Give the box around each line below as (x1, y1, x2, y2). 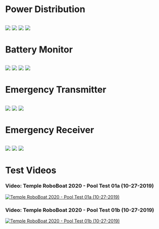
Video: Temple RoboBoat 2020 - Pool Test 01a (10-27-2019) (5, 183, 154, 190)
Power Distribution (5, 4, 86, 15)
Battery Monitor (5, 44, 73, 55)
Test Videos (5, 164, 57, 176)
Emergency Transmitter (5, 84, 107, 95)
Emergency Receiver (5, 124, 94, 136)
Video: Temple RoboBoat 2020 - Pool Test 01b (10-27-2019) (5, 206, 154, 213)
